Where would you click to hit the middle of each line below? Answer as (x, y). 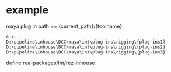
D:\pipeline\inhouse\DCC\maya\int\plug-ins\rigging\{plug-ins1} (86, 42)
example (27, 10)
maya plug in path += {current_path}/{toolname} (64, 26)
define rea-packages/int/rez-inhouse (50, 63)
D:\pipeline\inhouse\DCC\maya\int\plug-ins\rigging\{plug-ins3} (86, 52)
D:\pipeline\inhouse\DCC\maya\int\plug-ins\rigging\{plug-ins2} (86, 47)
